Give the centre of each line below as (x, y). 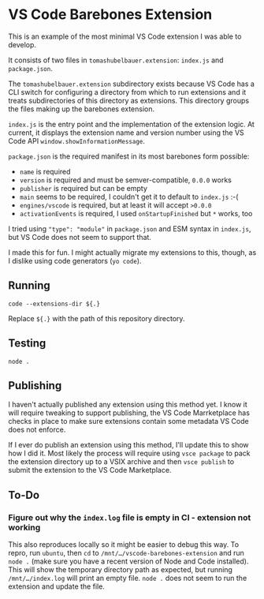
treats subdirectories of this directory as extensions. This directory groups (129, 100)
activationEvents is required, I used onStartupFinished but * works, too (136, 213)
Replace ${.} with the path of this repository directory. (97, 318)
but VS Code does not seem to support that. (80, 237)
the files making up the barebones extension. (82, 109)
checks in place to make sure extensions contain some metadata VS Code (129, 421)
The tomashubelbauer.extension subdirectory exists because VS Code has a (131, 84)
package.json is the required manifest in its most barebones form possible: (129, 156)
